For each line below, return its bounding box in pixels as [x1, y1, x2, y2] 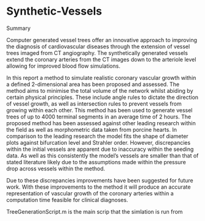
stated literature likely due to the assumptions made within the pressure [6, 158, 186, 165]
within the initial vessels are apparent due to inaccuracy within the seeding [6, 145, 194, 153]
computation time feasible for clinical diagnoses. [6, 196, 128, 203]
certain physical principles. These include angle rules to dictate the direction [6, 93, 199, 101]
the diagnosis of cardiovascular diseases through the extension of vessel [6, 43, 190, 50]
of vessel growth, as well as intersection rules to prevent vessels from [6, 100, 182, 107]
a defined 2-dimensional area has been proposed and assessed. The [6, 81, 180, 88]
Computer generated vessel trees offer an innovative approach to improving [6, 36, 197, 43]
